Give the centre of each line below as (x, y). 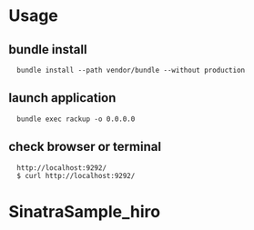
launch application (62, 98)
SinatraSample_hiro (85, 211)
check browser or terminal (85, 147)
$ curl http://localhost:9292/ (76, 175)
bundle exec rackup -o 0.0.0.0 (76, 119)
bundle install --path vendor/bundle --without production (131, 70)
